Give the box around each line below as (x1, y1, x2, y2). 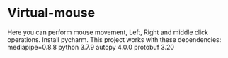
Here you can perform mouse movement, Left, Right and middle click (7, 28, 209, 36)
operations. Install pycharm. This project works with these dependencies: (7, 35, 222, 43)
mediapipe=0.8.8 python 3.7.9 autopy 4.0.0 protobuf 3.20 (7, 43, 175, 51)
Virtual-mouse (7, 5, 96, 21)
